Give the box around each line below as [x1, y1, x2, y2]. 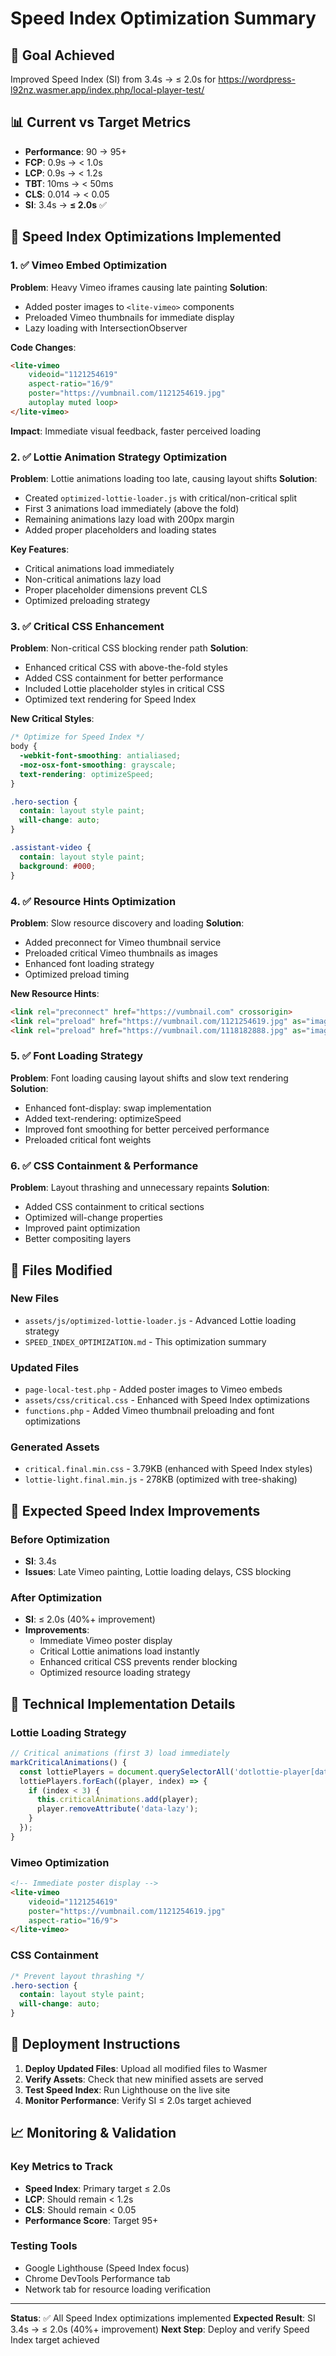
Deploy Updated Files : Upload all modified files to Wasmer [24, 2062, 268, 2074]
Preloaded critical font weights [24, 1133, 152, 1146]
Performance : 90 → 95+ [24, 145, 127, 157]
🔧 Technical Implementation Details [10, 1695, 236, 1712]
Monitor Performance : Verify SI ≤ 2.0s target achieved [24, 2094, 252, 2106]
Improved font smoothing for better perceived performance [24, 1123, 270, 1135]
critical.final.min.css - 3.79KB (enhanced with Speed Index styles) [24, 1463, 313, 1475]
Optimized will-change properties [24, 1212, 163, 1224]
